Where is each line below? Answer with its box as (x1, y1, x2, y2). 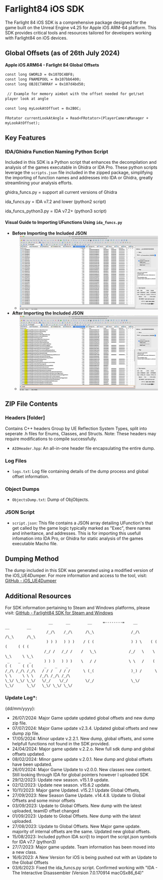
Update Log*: (5, 694, 37, 701)
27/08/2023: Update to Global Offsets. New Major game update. (12, 823, 141, 829)
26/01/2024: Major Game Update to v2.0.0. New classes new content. (12, 766, 152, 772)
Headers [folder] (5, 414, 45, 421)
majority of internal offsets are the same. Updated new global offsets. (12, 828, 151, 834)
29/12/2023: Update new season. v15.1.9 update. (12, 776, 110, 783)
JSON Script (5, 509, 35, 516)
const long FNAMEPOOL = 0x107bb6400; (5, 77, 81, 82)
